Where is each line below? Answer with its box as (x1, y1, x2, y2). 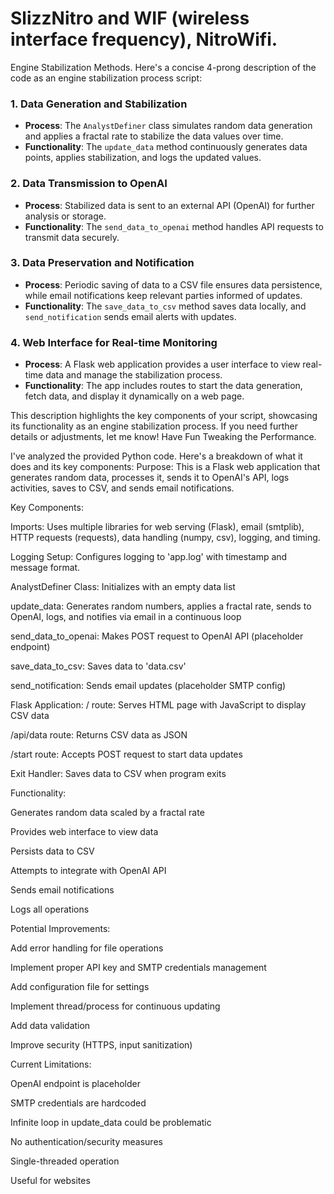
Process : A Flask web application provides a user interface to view (24, 358, 301, 371)
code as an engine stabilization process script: (10, 72, 203, 84)
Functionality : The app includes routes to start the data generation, (24, 380, 303, 392)
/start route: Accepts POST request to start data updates (10, 748, 243, 761)
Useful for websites (10, 1175, 91, 1187)
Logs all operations (10, 903, 90, 916)
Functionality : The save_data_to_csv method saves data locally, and (24, 300, 307, 312)
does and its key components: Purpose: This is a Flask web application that (10, 461, 321, 473)
